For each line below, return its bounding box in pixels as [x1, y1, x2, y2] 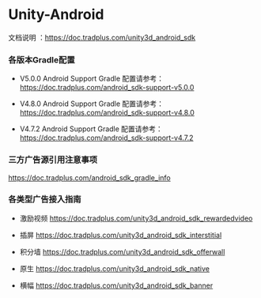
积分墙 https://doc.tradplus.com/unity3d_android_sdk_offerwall [19, 247, 225, 256]
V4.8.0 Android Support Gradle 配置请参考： [19, 99, 165, 108]
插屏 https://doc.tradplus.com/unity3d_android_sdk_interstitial [19, 230, 222, 240]
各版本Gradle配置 [8, 54, 75, 65]
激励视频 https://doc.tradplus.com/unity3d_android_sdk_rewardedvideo [19, 213, 253, 223]
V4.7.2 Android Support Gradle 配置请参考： [19, 124, 164, 134]
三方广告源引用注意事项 [8, 154, 97, 165]
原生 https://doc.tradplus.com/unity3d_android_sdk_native [19, 263, 210, 273]
